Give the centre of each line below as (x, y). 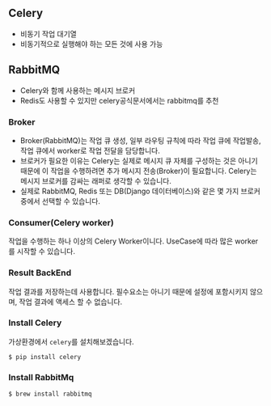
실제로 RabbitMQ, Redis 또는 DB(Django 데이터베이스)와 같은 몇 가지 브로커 (140, 191)
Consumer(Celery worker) (61, 222)
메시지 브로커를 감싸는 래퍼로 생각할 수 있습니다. (95, 180)
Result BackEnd (40, 273)
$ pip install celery (45, 357)
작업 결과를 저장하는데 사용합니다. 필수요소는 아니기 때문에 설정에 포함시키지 (128, 291)
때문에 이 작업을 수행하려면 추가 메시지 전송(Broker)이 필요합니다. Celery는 (138, 171)
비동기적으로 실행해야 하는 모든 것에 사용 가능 (91, 44)
